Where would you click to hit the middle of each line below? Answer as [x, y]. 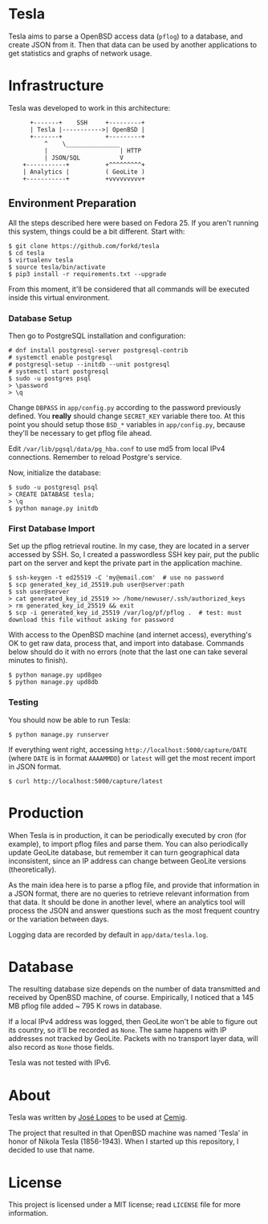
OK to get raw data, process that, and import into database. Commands [126, 644]
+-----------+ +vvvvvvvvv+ [84, 179]
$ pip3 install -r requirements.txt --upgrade [87, 274]
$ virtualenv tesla [41, 260]
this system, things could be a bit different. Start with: [97, 231]
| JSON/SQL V [84, 157]
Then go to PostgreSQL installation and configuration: [97, 335]
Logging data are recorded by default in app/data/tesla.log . [108, 934]
